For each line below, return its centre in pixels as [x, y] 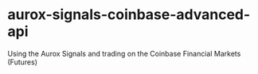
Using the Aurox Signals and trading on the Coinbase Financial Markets [124, 53]
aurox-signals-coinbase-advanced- [129, 15]
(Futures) [22, 62]
